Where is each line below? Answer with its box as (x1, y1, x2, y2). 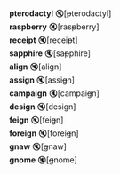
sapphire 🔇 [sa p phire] (9, 48, 92, 59)
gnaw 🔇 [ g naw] (9, 141, 67, 152)
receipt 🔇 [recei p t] (9, 35, 78, 45)
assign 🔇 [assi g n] (9, 75, 76, 85)
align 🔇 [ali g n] (9, 61, 62, 72)
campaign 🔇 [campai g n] (9, 88, 100, 99)
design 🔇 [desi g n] (9, 101, 76, 112)
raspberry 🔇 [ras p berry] (9, 21, 100, 32)
